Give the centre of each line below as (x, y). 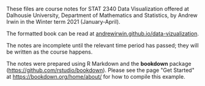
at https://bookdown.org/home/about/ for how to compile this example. (96, 77)
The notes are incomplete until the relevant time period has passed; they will (102, 45)
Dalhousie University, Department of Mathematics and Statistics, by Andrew (102, 15)
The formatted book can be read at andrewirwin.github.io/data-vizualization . (103, 34)
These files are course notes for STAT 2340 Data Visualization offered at (98, 9)
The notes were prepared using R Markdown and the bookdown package (99, 64)
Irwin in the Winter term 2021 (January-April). (63, 22)
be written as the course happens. (50, 52)
